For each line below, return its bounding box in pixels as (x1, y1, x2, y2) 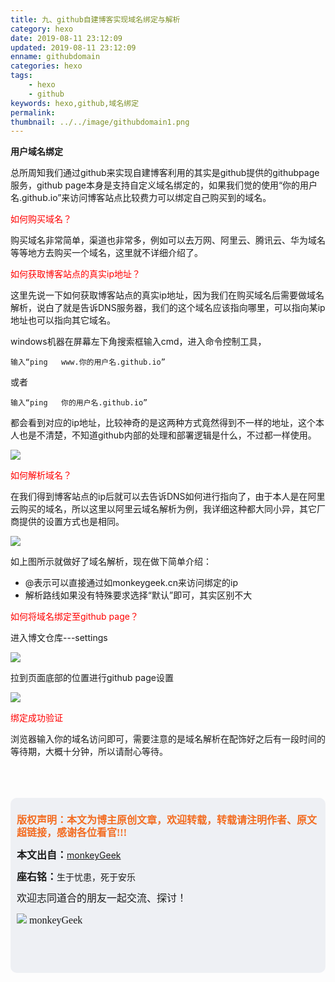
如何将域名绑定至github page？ (10, 611, 139, 623)
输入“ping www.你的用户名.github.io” (10, 357, 166, 368)
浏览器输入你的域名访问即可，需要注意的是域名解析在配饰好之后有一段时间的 (10, 733, 326, 745)
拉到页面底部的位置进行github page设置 (10, 672, 174, 684)
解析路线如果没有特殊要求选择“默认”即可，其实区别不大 (24, 589, 253, 601)
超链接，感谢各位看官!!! (16, 827, 127, 839)
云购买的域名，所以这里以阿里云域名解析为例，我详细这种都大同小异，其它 (10, 503, 317, 515)
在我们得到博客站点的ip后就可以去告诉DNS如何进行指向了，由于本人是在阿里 (10, 491, 326, 503)
